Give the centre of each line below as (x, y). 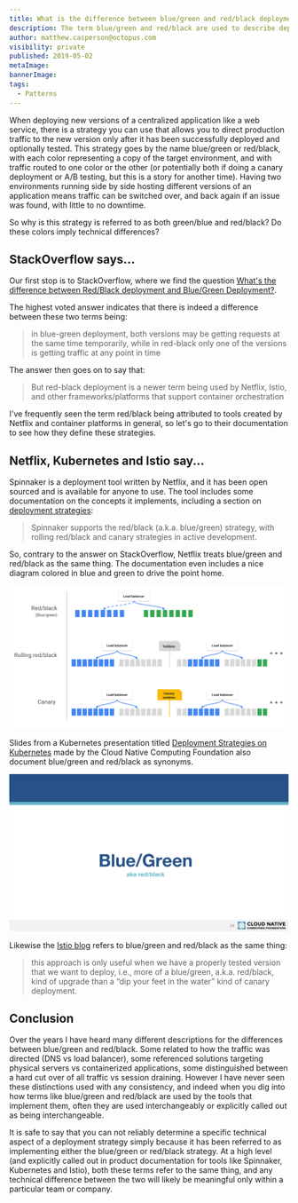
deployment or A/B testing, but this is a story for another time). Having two (145, 177)
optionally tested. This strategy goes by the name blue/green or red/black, (145, 148)
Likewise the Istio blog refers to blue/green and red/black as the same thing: (149, 945)
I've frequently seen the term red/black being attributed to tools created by (146, 414)
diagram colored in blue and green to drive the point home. (117, 574)
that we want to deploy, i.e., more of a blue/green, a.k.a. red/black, (153, 971)
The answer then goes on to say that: (77, 370)
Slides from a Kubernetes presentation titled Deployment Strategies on (138, 742)
